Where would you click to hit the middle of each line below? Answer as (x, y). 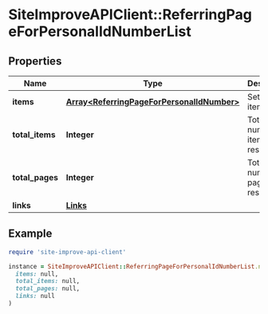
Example (30, 234)
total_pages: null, (48, 288)
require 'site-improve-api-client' (67, 252)
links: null (35, 296)
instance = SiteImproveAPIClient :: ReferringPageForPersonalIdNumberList (132, 266)
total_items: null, (48, 281)
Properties (35, 61)
